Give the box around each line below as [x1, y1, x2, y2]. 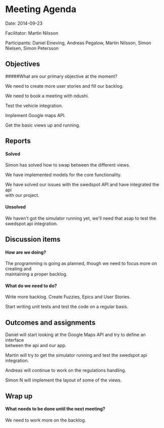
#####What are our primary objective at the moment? [5, 73, 118, 79]
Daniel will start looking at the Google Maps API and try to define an [5, 332, 146, 338]
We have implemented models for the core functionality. [5, 172, 122, 178]
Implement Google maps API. [5, 112, 66, 118]
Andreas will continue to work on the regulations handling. [5, 367, 126, 373]
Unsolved [5, 203, 26, 210]
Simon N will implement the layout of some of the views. [5, 377, 122, 383]
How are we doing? [5, 249, 46, 255]
